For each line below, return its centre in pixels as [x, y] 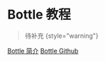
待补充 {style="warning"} [62, 36]
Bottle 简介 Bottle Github [43, 51]
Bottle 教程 [39, 15]
